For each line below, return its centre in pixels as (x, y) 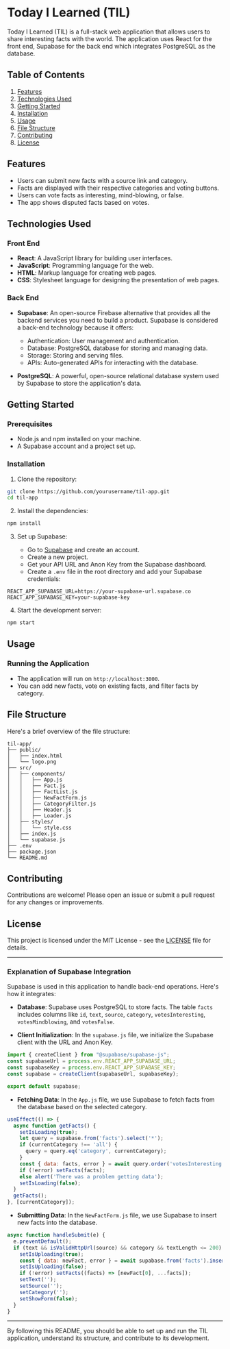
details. (17, 948)
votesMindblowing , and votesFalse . (66, 1022)
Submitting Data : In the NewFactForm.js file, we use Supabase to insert (117, 1215)
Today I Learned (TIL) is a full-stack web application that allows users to (109, 32)
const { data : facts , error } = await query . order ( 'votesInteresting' (122, 1164)
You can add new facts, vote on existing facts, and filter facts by (107, 686)
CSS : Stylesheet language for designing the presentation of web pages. (118, 280)
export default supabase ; (44, 1086)
